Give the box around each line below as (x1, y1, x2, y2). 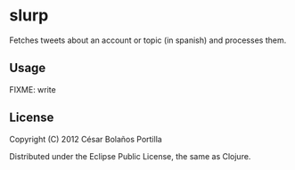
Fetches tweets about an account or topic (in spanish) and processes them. (9, 35, 287, 45)
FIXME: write (9, 84, 56, 94)
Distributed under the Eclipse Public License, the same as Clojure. (9, 150, 251, 161)
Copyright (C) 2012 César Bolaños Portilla (9, 134, 162, 144)
